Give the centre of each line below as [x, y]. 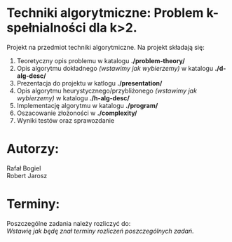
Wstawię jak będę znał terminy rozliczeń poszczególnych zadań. [100, 231]
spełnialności [46, 28]
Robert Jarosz [27, 175]
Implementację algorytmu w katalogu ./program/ [87, 105]
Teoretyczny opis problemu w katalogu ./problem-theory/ [101, 60]
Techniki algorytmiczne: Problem [105, 13]
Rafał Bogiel [24, 168]
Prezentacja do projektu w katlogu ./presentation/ [89, 83]
